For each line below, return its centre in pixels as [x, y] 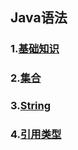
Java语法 [39, 18]
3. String [31, 106]
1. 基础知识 [35, 49]
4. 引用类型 [36, 135]
